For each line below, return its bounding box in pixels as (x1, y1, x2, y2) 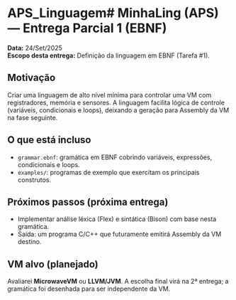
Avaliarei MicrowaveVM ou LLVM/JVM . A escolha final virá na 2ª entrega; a (7, 277, 229, 286)
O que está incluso (7, 134, 91, 146)
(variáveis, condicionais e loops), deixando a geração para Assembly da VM (7, 105, 230, 114)
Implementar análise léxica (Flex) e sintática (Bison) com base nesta (17, 215, 217, 223)
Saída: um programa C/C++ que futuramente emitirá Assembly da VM (17, 230, 222, 239)
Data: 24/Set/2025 (7, 43, 62, 52)
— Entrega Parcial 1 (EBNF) (7, 20, 167, 36)
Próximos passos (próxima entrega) (7, 195, 169, 208)
